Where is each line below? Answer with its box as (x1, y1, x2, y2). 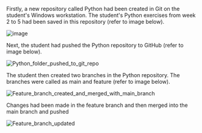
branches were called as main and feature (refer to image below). (6, 78, 170, 85)
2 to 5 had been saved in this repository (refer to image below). (6, 18, 165, 25)
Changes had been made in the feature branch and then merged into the (6, 101, 188, 109)
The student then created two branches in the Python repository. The (6, 72, 180, 78)
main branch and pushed (6, 108, 69, 115)
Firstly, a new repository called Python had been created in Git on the (6, 5, 180, 12)
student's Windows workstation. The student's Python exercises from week (6, 12, 196, 19)
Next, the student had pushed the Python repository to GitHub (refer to (6, 42, 184, 49)
